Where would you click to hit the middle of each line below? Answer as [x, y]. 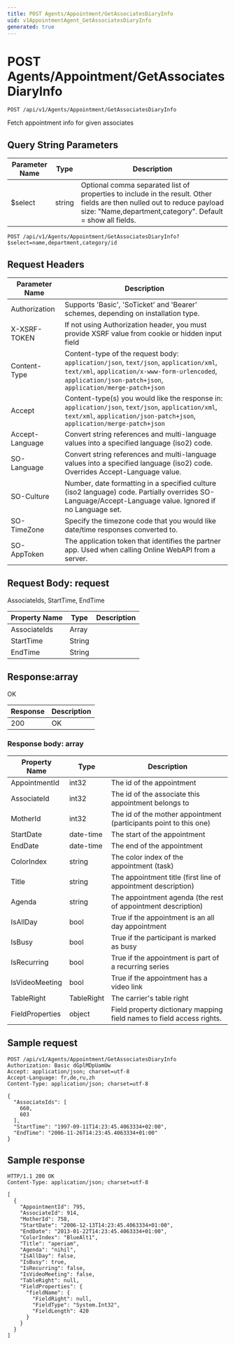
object [79, 1014]
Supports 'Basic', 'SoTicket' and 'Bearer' [131, 304]
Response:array [43, 677]
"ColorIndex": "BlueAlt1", [59, 1238]
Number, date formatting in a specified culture [141, 483]
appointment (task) [142, 866]
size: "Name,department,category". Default [152, 212]
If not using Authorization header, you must [136, 324]
